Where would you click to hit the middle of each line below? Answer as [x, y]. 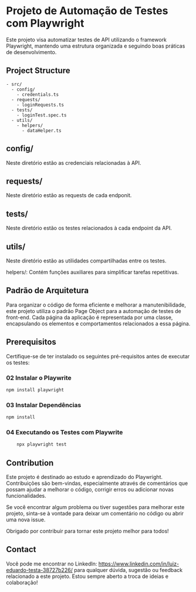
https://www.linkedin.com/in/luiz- [139, 564]
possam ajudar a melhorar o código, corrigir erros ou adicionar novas [90, 489]
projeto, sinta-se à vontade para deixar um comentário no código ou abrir [95, 513]
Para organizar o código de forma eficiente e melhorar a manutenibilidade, [96, 305]
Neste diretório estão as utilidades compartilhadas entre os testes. [86, 261]
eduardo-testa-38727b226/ [40, 570]
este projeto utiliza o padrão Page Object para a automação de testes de [94, 311]
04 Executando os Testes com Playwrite [65, 432]
